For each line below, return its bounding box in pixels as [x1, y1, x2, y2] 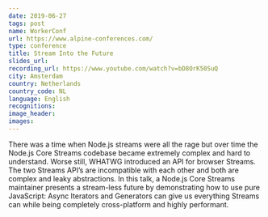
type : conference [8, 42, 67, 50]
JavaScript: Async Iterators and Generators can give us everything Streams [8, 191, 260, 201]
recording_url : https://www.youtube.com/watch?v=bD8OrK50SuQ [8, 65, 219, 73]
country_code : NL [8, 87, 67, 96]
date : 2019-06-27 [8, 11, 67, 20]
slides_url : [8, 57, 48, 66]
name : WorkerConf [8, 27, 67, 35]
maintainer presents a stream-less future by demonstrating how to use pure [8, 182, 261, 192]
